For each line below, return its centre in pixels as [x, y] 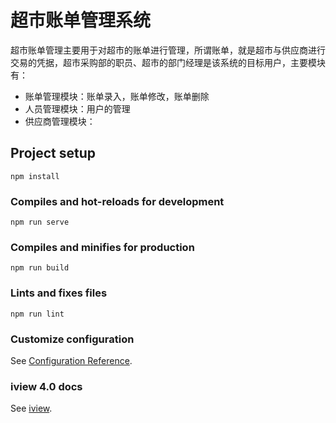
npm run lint [37, 314]
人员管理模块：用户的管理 [77, 108]
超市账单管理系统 [81, 20]
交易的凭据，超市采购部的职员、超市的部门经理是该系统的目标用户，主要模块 [168, 62]
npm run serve [40, 222]
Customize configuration [72, 339]
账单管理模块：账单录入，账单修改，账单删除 [117, 96]
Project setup [53, 153]
